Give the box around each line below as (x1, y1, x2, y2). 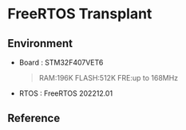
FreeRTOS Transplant (7, 5, 152, 23)
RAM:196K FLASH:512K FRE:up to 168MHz (38, 73, 179, 82)
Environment (7, 37, 73, 50)
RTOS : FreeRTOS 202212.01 (18, 89, 113, 98)
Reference (7, 112, 61, 125)
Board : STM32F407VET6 (18, 57, 104, 67)
